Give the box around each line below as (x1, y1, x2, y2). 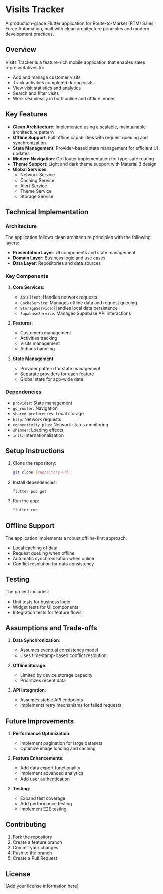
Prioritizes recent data (20, 677, 66, 683)
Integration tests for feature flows (12, 609, 82, 615)
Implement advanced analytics (20, 770, 84, 776)
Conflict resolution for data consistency (12, 561, 94, 567)
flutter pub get (12, 489, 47, 494)
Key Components (5, 273, 49, 280)
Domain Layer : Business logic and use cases (12, 255, 106, 261)
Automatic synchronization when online (12, 556, 94, 562)
